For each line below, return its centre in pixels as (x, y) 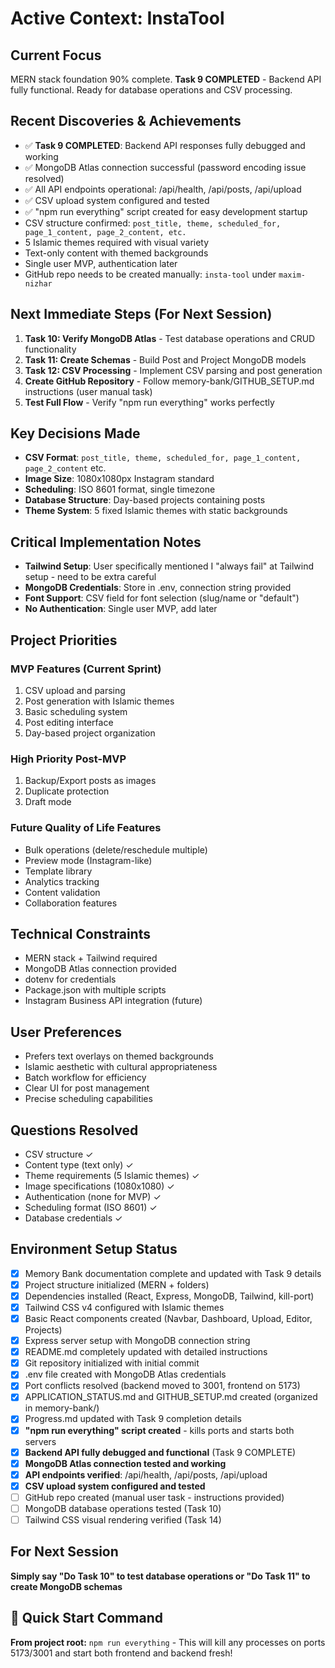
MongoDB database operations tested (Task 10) (123, 1508)
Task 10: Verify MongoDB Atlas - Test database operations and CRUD (170, 338)
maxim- (292, 275)
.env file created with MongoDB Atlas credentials (125, 1374)
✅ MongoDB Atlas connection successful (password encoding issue (165, 167)
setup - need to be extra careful (90, 577)
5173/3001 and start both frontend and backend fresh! (121, 1653)
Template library (58, 871)
